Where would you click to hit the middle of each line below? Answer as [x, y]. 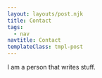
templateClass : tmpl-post [45, 47]
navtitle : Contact [34, 40]
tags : [15, 27]
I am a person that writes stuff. [52, 67]
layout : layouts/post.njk [45, 14]
